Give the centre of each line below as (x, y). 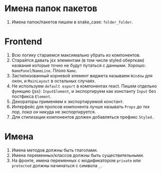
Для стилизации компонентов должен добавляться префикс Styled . (82, 117)
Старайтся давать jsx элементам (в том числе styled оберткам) (78, 60)
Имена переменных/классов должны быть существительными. (78, 155)
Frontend (23, 42)
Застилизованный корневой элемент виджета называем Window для (82, 75)
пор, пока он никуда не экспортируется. (54, 112)
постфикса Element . (31, 96)
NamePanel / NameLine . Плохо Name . (44, 70)
